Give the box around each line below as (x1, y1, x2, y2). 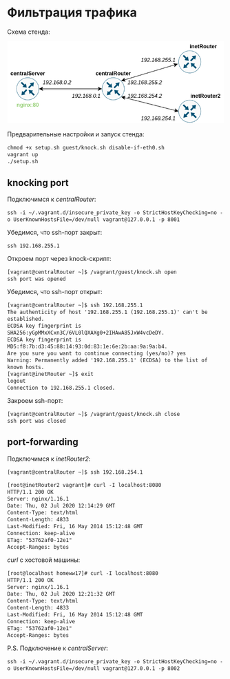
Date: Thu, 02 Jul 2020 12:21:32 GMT (7, 590, 116, 597)
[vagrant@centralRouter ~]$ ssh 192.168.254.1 (7, 468, 143, 476)
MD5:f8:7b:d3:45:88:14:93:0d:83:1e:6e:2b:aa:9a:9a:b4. (7, 343, 168, 351)
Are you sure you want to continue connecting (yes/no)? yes (7, 350, 187, 357)
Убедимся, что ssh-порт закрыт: (7, 229, 103, 237)
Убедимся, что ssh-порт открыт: (7, 288, 103, 296)
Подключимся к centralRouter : (7, 195, 96, 204)
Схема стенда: (7, 28, 50, 36)
